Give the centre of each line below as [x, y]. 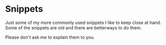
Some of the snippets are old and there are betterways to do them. [74, 27]
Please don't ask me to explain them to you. [50, 37]
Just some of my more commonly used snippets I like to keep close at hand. [83, 22]
